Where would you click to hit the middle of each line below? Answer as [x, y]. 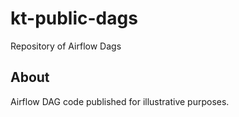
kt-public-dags [74, 18]
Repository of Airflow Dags [66, 46]
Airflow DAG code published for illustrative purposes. [120, 101]
